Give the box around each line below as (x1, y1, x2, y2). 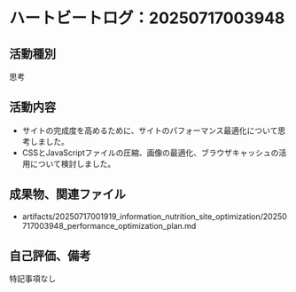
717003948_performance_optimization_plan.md (21, 220, 197, 231)
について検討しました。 (29, 158, 116, 169)
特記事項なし (9, 273, 56, 284)
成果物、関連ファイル (9, 187, 126, 202)
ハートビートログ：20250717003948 (9, 8, 285, 28)
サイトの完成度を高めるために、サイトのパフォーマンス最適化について (21, 125, 278, 136)
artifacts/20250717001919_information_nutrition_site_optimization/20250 (21, 210, 288, 222)
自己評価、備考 (9, 249, 91, 264)
